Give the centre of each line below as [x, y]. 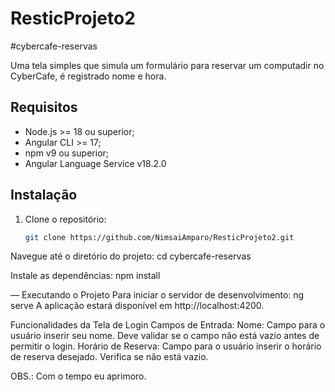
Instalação [44, 195]
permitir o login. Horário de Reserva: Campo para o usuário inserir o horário [166, 346]
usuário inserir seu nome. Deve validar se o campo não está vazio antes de [165, 336]
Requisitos [44, 107]
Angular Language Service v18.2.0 [95, 163]
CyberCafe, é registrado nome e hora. [88, 76]
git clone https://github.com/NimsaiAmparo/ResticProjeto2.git [159, 237]
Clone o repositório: [65, 219]
